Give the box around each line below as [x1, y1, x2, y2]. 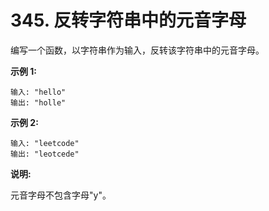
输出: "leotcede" [10, 149, 80, 159]
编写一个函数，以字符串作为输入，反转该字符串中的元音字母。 [10, 44, 265, 56]
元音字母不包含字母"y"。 [10, 189, 112, 201]
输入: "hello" [10, 87, 67, 97]
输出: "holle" [10, 97, 67, 108]
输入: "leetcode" [10, 138, 80, 148]
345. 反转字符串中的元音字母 [10, 9, 247, 32]
